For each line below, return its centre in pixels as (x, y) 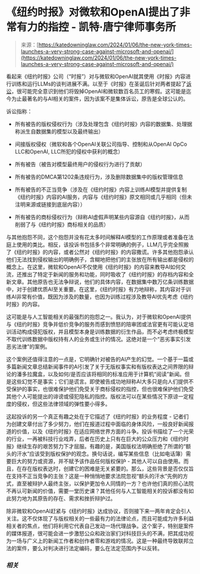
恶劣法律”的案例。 (28, 347)
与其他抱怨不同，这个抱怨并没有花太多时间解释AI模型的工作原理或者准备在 (97, 237)
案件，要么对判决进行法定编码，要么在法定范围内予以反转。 (89, 548)
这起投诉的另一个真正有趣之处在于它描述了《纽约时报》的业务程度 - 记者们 (98, 416)
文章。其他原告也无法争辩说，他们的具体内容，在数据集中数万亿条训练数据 (102, 282)
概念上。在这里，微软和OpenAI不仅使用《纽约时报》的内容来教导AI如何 (93, 267)
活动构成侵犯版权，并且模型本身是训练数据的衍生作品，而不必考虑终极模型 (102, 332)
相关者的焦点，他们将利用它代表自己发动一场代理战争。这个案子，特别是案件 (100, 526)
